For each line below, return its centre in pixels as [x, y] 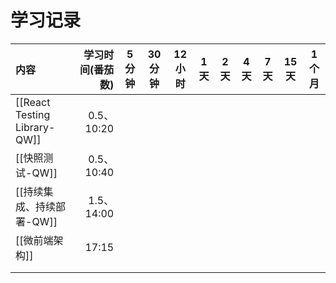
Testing [33, 114]
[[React [33, 102]
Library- [35, 127]
